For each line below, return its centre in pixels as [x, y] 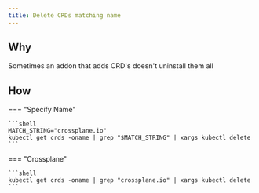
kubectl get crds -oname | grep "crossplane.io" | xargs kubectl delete [129, 180]
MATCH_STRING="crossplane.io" [58, 131]
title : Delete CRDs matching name [65, 15]
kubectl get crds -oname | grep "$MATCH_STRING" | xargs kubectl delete [129, 138]
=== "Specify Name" [42, 110]
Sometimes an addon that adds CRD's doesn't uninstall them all [111, 66]
